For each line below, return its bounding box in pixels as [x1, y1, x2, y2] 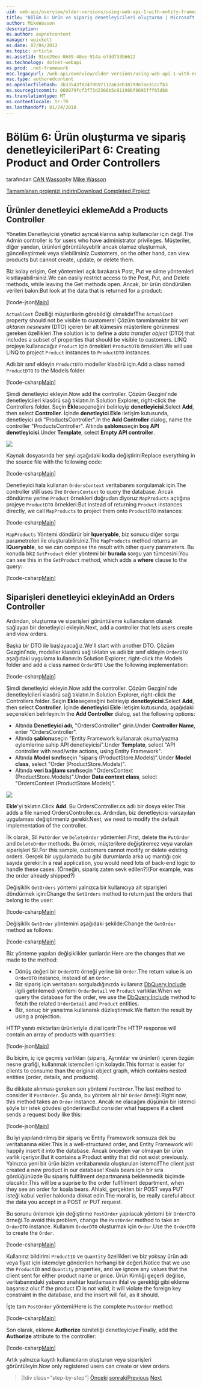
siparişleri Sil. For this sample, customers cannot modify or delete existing [6, 846, 188, 854]
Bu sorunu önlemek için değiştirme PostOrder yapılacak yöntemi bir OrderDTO [6, 1210, 195, 1217]
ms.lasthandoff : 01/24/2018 [6, 104, 77, 110]
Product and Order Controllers [6, 156, 161, 170]
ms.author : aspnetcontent [6, 31, 71, 37]
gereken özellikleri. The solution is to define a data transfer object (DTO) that [6, 330, 195, 337]
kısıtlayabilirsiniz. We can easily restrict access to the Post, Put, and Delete [6, 274, 190, 281]
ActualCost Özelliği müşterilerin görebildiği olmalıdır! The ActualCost [6, 310, 174, 317]
